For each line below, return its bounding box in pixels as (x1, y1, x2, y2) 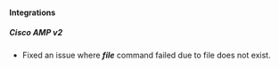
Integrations (9, 7, 56, 18)
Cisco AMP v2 (9, 27, 63, 38)
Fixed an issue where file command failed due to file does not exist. (21, 50, 271, 60)
